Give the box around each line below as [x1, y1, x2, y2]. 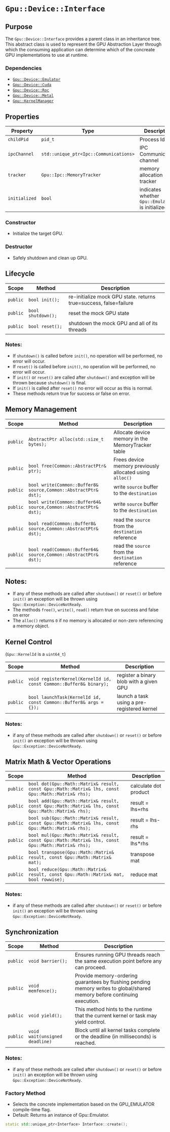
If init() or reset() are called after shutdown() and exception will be [12, 374, 155, 380]
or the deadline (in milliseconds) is [75, 1033, 157, 1040]
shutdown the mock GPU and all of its [68, 320, 158, 327]
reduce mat [130, 871, 158, 878]
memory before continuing [75, 991, 138, 998]
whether [139, 192, 159, 199]
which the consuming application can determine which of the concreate [5, 47, 155, 52]
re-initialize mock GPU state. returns [68, 293, 156, 300]
